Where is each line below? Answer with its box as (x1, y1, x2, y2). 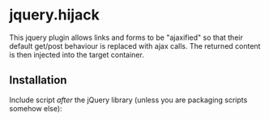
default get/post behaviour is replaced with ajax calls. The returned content (9, 41, 261, 50)
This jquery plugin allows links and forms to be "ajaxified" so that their (9, 32, 244, 42)
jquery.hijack (9, 6, 100, 24)
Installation (9, 73, 67, 87)
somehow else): (9, 103, 63, 113)
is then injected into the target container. (9, 50, 144, 59)
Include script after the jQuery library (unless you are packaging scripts (9, 95, 248, 105)
